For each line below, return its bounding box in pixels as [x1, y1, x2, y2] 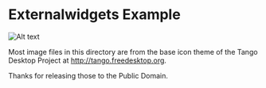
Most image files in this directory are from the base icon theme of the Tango [8, 47, 258, 56]
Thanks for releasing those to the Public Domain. [8, 71, 169, 80]
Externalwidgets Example [8, 6, 181, 24]
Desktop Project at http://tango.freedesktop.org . [8, 55, 167, 65]
